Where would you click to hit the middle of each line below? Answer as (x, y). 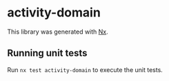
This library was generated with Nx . (58, 32)
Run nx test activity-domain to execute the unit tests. (85, 69)
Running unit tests (47, 53)
